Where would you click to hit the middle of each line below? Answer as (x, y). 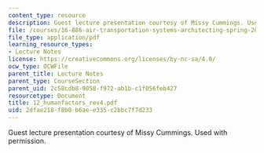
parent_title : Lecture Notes (56, 74)
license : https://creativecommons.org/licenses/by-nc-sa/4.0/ (112, 60)
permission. (27, 141)
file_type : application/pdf (54, 37)
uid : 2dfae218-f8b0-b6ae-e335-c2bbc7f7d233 (81, 111)
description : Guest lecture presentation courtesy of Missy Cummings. (126, 23)
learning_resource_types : (50, 45)
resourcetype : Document (47, 96)
